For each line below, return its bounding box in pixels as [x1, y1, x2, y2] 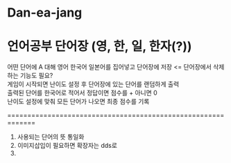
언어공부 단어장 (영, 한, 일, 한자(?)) [7, 39, 192, 55]
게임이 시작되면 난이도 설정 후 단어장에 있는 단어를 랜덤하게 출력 [7, 80, 180, 88]
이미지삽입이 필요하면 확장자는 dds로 [17, 142, 118, 150]
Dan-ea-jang [7, 5, 83, 21]
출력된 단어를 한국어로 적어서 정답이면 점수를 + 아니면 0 [7, 88, 157, 97]
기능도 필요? [19, 71, 53, 80]
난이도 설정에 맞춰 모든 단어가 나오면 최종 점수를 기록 [7, 97, 150, 106]
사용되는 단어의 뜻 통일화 [17, 133, 85, 141]
